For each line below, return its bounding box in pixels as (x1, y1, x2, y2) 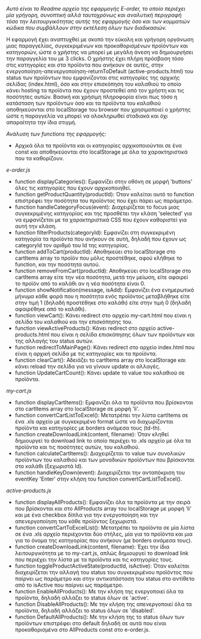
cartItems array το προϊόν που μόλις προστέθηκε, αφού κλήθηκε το (14, 254, 182, 262)
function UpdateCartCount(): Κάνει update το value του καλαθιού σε (14, 369, 185, 376)
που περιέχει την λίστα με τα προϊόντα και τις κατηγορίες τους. (14, 556, 173, 563)
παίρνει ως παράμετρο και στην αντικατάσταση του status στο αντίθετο (14, 575, 195, 582)
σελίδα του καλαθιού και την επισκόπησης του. (14, 318, 133, 325)
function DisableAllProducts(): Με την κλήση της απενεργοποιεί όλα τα (14, 601, 192, 608)
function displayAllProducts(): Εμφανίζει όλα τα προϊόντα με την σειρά (14, 499, 191, 506)
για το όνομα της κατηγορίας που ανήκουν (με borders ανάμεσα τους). (14, 537, 193, 544)
